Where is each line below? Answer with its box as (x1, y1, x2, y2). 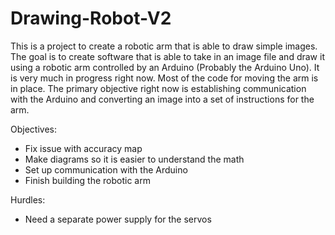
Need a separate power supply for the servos (24, 213, 212, 225)
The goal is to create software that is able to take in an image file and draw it (10, 50, 325, 62)
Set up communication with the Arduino (24, 163, 188, 176)
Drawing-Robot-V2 (10, 7, 172, 30)
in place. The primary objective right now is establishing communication (10, 82, 307, 94)
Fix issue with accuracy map (24, 142, 143, 154)
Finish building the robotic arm (24, 174, 151, 186)
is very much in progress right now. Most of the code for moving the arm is (10, 72, 319, 84)
